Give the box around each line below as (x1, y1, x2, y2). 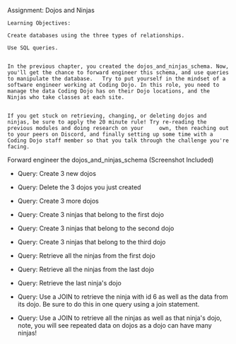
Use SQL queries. (7, 45, 59, 52)
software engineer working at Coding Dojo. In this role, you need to (7, 81, 220, 88)
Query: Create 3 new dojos (17, 170, 97, 177)
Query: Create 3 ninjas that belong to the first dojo (17, 210, 165, 218)
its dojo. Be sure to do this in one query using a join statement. (17, 300, 200, 308)
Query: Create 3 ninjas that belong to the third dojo (17, 238, 166, 246)
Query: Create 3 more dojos (17, 197, 99, 205)
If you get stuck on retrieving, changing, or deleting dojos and (7, 112, 207, 119)
